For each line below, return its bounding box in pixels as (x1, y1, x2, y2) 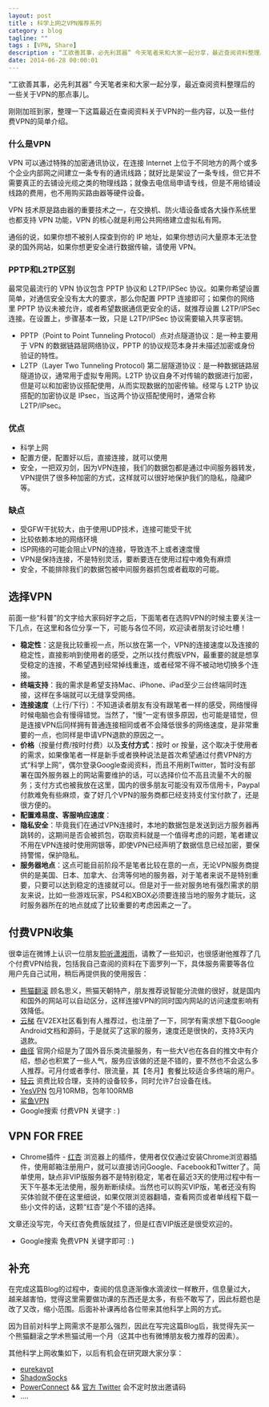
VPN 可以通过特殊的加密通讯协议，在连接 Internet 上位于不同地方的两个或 (8, 158, 251, 168)
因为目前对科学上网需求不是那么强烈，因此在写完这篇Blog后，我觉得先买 (8, 1321, 248, 1331)
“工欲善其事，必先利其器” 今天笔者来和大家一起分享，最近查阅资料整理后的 (8, 79, 255, 89)
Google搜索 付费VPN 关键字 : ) (19, 1106, 121, 1116)
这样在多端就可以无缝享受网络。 (34, 689, 140, 699)
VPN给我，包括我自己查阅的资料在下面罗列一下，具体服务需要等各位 (29, 959, 255, 968)
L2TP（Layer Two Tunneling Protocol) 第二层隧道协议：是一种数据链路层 (19, 361, 260, 371)
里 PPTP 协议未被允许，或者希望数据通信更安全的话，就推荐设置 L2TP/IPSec (8, 304, 260, 313)
